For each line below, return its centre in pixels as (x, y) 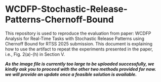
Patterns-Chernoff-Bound (60, 20)
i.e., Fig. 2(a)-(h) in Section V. (35, 54)
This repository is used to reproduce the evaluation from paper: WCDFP (78, 33)
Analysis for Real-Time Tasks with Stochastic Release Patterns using (75, 39)
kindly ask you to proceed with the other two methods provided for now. (81, 69)
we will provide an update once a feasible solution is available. (71, 74)
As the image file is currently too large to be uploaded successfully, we (80, 64)
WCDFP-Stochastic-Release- (66, 9)
